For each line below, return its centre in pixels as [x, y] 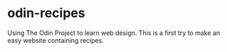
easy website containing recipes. [56, 40]
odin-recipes [46, 13]
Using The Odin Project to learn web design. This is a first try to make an [114, 33]
